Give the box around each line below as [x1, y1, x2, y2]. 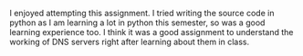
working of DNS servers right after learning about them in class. [9, 36, 249, 47]
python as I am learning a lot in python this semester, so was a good [9, 17, 266, 28]
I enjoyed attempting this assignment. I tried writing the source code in [9, 8, 275, 18]
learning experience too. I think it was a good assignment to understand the [9, 27, 294, 37]
